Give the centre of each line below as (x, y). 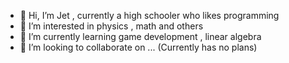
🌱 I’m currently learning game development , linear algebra (140, 36)
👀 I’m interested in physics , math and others (111, 26)
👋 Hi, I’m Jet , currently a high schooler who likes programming (149, 15)
